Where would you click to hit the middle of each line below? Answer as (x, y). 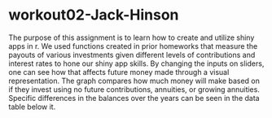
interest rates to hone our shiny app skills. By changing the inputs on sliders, (136, 63)
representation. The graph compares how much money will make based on (134, 81)
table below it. (32, 107)
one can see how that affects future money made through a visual (119, 72)
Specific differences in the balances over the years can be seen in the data (134, 98)
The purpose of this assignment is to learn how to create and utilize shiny (132, 37)
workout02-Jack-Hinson (94, 15)
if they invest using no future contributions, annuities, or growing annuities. (134, 89)
